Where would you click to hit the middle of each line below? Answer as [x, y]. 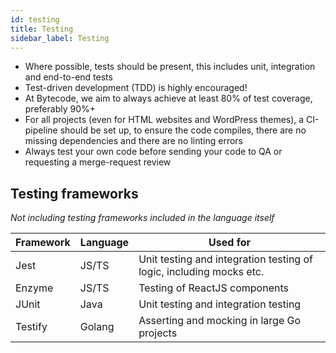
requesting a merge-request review [98, 162]
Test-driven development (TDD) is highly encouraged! [136, 88]
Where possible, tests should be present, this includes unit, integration [170, 67]
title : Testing [42, 29]
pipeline [41, 130]
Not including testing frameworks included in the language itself [142, 218]
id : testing [35, 19]
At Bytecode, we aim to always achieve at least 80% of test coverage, [168, 98]
